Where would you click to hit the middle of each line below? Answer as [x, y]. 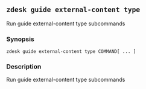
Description [24, 67]
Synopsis [20, 39]
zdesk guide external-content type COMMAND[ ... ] [71, 52]
